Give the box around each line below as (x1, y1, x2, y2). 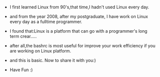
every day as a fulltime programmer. (9, 19, 83, 24)
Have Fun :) (9, 67, 33, 73)
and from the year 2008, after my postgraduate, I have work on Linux (9, 14, 148, 19)
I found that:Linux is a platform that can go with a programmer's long (9, 28, 147, 34)
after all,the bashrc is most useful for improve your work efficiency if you (9, 43, 156, 48)
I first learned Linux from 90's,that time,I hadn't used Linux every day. (9, 4, 149, 10)
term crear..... (9, 34, 37, 39)
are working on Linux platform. (9, 48, 71, 54)
